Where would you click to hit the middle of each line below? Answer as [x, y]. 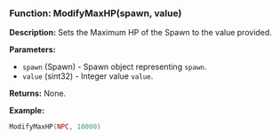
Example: [27, 111]
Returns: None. [38, 93]
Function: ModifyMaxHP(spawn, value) [96, 13]
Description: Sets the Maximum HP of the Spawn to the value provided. [141, 33]
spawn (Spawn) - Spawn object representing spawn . [114, 67]
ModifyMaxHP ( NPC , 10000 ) [55, 127]
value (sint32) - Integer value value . [88, 76]
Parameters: [32, 50]
